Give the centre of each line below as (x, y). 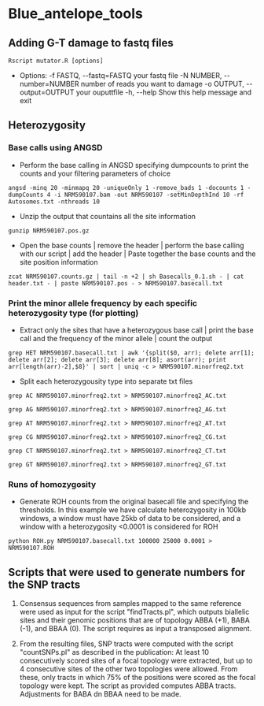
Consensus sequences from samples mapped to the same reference (130, 604)
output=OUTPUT (47, 92)
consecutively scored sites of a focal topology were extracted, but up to (136, 661)
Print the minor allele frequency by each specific (103, 303)
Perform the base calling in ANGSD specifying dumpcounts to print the (134, 165)
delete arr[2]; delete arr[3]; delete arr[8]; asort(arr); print (117, 359)
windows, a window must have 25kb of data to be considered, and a (130, 518)
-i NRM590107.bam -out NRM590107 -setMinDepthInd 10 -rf (149, 195)
